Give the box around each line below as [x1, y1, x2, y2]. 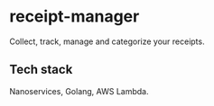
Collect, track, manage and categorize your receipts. [9, 36, 205, 47]
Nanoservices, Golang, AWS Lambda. [9, 85, 149, 96]
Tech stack [9, 62, 73, 77]
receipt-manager [9, 6, 140, 27]
